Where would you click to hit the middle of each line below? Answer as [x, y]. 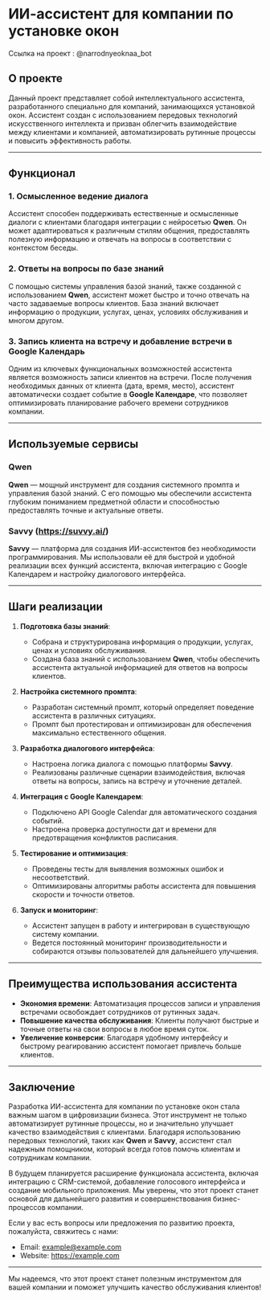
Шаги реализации [55, 607]
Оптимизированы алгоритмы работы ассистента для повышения [144, 885]
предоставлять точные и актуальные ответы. [86, 510]
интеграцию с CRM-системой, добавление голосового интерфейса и [127, 1182]
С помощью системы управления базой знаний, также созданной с [125, 286]
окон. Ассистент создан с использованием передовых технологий [123, 115]
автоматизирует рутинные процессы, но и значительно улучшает [121, 1124]
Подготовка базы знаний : [65, 626]
